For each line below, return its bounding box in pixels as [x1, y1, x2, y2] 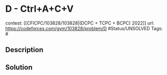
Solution [5, 63, 33, 71]
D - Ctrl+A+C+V [5, 3, 74, 15]
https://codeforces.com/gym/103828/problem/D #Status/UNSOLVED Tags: [5, 25, 163, 31]
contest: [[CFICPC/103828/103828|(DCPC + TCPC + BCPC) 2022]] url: [5, 20, 155, 26]
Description [5, 45, 43, 54]
